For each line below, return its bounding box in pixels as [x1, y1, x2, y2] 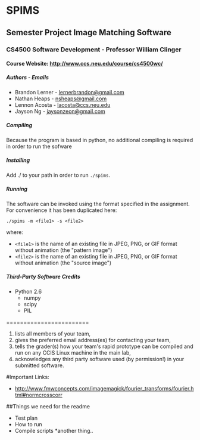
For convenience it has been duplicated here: [6, 207, 117, 214]
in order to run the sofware [6, 143, 73, 150]
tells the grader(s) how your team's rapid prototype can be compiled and [14, 343, 193, 350]
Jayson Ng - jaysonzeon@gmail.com [14, 108, 105, 115]
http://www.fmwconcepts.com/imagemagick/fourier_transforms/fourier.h [14, 384, 194, 392]
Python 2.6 [14, 288, 42, 295]
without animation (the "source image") [14, 259, 112, 266]
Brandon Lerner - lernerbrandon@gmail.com [14, 89, 125, 96]
